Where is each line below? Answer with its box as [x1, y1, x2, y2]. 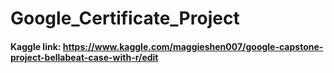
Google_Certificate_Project [10, 7, 240, 30]
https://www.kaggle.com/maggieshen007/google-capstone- [62, 40, 324, 52]
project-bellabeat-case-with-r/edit [10, 51, 159, 63]
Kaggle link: [10, 40, 62, 52]
